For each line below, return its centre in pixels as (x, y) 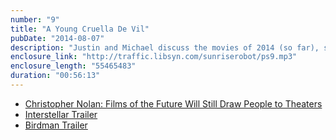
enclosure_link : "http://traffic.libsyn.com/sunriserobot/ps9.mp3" (154, 57)
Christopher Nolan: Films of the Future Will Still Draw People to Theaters (173, 103)
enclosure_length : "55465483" (73, 66)
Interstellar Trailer (61, 114)
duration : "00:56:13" (55, 76)
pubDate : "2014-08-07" (57, 38)
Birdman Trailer (56, 125)
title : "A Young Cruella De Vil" (80, 29)
